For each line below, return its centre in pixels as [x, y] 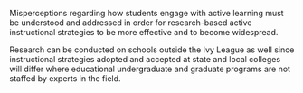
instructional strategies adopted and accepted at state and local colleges [145, 59]
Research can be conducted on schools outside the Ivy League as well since [152, 50]
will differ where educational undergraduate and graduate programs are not [150, 69]
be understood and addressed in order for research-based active [131, 23]
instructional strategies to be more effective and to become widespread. [144, 32]
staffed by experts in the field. [65, 79]
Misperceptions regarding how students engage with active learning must [147, 13]
